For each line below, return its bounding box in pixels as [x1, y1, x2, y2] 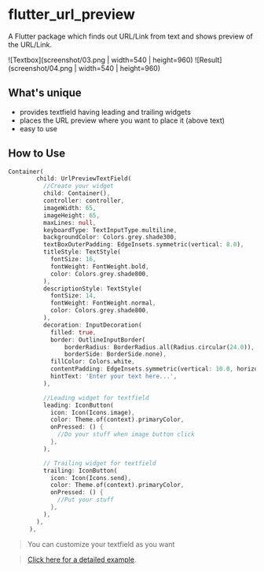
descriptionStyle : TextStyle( [42, 285, 143, 293]
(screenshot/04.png [8, 63, 73, 72]
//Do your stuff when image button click [57, 430, 195, 438]
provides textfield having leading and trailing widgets [19, 107, 191, 116]
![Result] [195, 55, 222, 65]
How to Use [8, 147, 66, 161]
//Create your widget [42, 183, 114, 190]
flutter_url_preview [8, 6, 136, 24]
